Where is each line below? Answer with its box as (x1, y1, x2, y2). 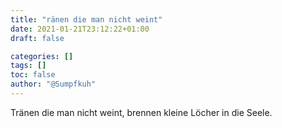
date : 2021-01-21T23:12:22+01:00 (10, 24, 150, 34)
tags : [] (10, 61, 47, 71)
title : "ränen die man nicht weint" (10, 14, 163, 25)
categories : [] (10, 51, 74, 61)
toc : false (10, 70, 56, 80)
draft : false (10, 33, 65, 43)
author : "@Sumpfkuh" (10, 79, 97, 90)
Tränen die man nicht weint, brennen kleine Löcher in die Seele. (10, 106, 273, 118)
